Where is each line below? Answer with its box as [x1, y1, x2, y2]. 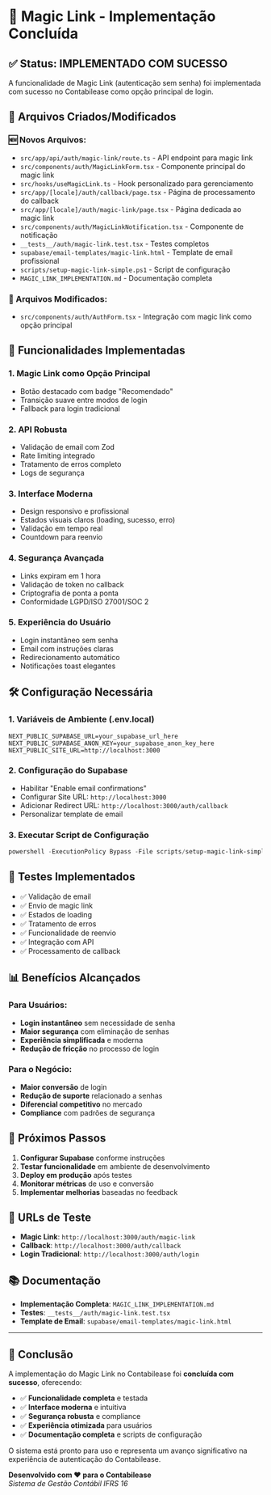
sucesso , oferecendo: [8, 1378, 82, 1387]
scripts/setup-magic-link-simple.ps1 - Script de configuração [19, 265, 231, 274]
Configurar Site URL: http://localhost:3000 [19, 792, 167, 802]
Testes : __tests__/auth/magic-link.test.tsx [19, 1308, 171, 1318]
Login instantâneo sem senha [19, 635, 119, 645]
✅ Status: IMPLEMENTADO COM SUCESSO [8, 57, 228, 70]
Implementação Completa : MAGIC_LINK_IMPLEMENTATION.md [19, 1299, 215, 1309]
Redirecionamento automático [19, 652, 120, 662]
